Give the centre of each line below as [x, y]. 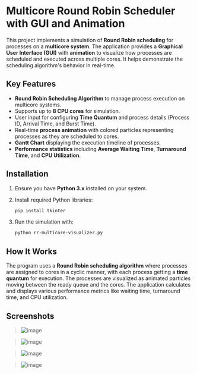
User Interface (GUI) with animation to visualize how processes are [89, 52]
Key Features [31, 84]
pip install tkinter [40, 210]
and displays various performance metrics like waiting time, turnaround [93, 291]
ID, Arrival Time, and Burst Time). [55, 124]
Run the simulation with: [44, 222]
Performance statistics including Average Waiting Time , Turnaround [100, 149]
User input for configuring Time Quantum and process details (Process [102, 117]
